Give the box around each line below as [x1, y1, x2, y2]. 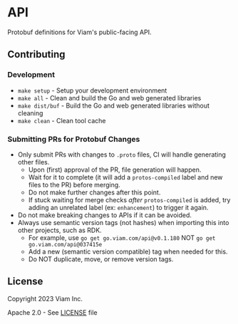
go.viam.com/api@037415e [28, 241, 103, 248]
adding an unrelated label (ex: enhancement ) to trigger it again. [28, 203, 209, 211]
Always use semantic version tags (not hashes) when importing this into [17, 218, 229, 226]
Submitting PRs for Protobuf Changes [7, 134, 140, 144]
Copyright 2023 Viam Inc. [7, 294, 83, 303]
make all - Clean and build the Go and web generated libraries [17, 93, 202, 102]
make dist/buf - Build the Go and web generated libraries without [17, 101, 210, 110]
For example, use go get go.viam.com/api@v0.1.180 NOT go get [28, 233, 216, 242]
